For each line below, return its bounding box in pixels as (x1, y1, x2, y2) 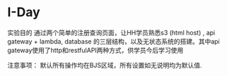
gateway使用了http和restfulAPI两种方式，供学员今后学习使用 (7, 46, 184, 54)
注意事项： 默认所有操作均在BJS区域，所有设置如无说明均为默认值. (7, 61, 203, 69)
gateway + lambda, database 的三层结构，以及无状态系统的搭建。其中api (7, 37, 221, 46)
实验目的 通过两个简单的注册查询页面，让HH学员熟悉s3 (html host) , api (7, 28, 216, 37)
